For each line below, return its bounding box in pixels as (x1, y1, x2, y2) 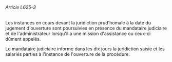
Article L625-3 (5, 4, 36, 10)
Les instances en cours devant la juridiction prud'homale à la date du (5, 20, 151, 26)
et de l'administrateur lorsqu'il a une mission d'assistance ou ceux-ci (5, 30, 151, 37)
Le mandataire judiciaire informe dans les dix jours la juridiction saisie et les (5, 46, 165, 52)
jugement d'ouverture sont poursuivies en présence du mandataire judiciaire (5, 25, 167, 32)
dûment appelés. (5, 36, 41, 42)
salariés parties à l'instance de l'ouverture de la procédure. (5, 51, 130, 57)
